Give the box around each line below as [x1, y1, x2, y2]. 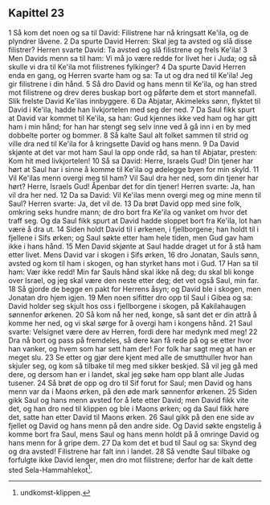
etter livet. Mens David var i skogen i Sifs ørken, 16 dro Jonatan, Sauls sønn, [8, 249, 260, 260]
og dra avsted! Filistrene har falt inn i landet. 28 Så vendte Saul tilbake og [8, 446, 251, 456]
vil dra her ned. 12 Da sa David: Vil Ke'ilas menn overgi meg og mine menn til [8, 190, 261, 199]
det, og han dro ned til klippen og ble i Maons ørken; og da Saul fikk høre [8, 404, 249, 413]
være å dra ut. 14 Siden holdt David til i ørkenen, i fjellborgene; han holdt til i [8, 224, 260, 234]
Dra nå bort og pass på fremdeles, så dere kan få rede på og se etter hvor [8, 335, 253, 345]
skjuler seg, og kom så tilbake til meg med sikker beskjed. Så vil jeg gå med [8, 361, 259, 371]
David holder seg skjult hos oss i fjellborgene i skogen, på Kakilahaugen [8, 301, 247, 310]
